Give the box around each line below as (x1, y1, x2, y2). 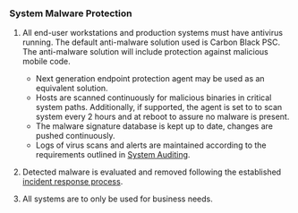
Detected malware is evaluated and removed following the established (21, 166, 282, 177)
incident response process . (21, 176, 123, 187)
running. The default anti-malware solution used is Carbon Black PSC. (21, 37, 281, 47)
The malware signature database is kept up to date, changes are (35, 121, 273, 132)
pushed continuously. (35, 131, 115, 141)
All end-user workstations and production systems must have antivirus (21, 28, 284, 38)
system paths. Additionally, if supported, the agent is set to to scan (35, 102, 283, 113)
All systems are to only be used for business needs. (21, 193, 213, 204)
